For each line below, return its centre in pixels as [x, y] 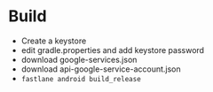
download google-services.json [79, 59]
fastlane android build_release [81, 79]
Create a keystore [54, 41]
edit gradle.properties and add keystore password [113, 50]
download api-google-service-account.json [101, 69]
